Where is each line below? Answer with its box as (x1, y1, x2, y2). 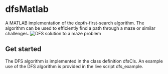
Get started (5, 45, 42, 53)
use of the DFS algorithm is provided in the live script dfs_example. (5, 63, 143, 69)
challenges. (5, 30, 29, 36)
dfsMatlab (5, 3, 49, 15)
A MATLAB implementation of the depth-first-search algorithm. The (5, 20, 144, 26)
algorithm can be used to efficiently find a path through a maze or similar (5, 25, 156, 31)
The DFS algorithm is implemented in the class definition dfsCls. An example (5, 58, 163, 64)
